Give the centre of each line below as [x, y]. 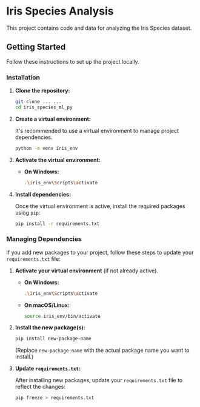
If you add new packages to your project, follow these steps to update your [100, 252]
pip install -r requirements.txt [57, 224]
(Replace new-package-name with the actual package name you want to [102, 351]
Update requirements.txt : [48, 369]
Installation [23, 77]
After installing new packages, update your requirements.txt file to [99, 380]
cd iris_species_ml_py [44, 107]
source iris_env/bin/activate [62, 316]
